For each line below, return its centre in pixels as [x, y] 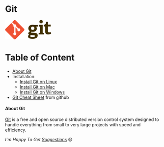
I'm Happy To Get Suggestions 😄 [39, 140]
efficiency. [16, 130]
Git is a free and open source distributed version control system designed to [82, 119]
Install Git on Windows [42, 92]
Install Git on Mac [37, 87]
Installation [23, 76]
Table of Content [40, 58]
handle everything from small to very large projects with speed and [73, 125]
